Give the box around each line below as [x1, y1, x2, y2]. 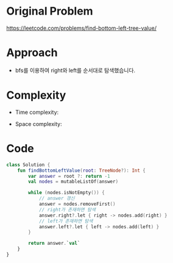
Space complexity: [15, 120, 62, 127]
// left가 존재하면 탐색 [38, 218, 93, 224]
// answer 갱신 [38, 195, 75, 202]
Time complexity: [15, 108, 59, 116]
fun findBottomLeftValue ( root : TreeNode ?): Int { [17, 167, 146, 174]
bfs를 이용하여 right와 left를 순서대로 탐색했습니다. [15, 66, 136, 74]
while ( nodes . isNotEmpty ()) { [28, 190, 105, 196]
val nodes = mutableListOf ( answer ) [28, 178, 119, 185]
